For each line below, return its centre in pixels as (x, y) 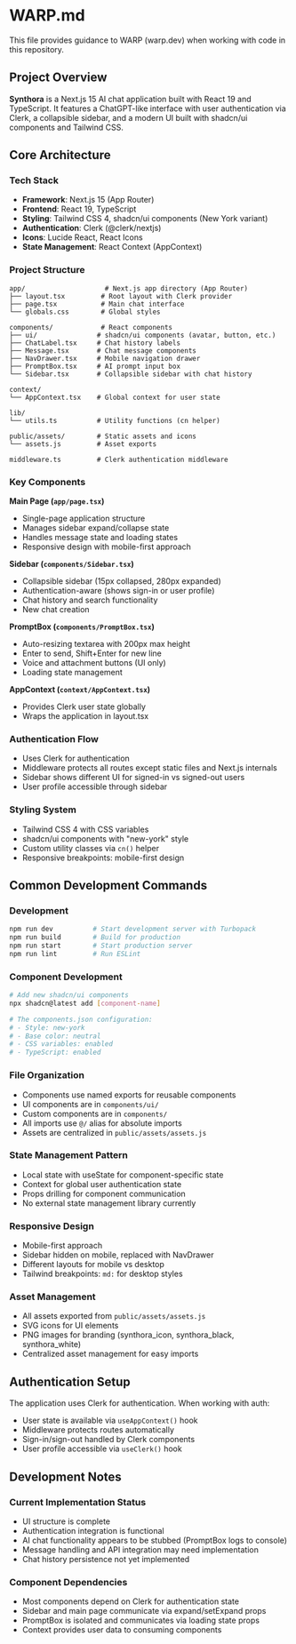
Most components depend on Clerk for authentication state (131, 1601)
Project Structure (47, 270)
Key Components (48, 482)
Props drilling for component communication (104, 1193)
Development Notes (65, 1476)
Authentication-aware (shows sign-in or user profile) (118, 591)
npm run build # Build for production (95, 938)
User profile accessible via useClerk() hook (102, 1448)
